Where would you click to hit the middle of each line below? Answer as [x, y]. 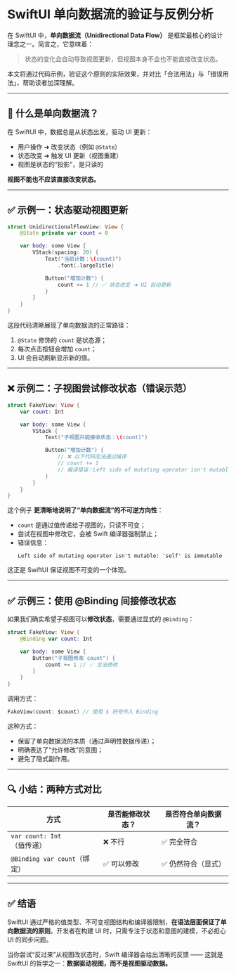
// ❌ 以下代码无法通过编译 [92, 457]
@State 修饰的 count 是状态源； [62, 340]
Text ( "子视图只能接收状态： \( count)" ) [96, 437]
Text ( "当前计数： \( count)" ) [83, 259]
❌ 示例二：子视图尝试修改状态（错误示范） [99, 388]
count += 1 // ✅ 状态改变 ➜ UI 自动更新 [114, 285]
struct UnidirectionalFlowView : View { [66, 227]
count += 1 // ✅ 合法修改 [81, 665]
